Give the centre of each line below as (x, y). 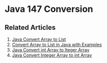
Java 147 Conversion (49, 9)
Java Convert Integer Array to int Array (52, 55)
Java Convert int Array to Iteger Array (50, 50)
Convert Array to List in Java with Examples (57, 45)
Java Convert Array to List (39, 39)
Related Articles (30, 28)
